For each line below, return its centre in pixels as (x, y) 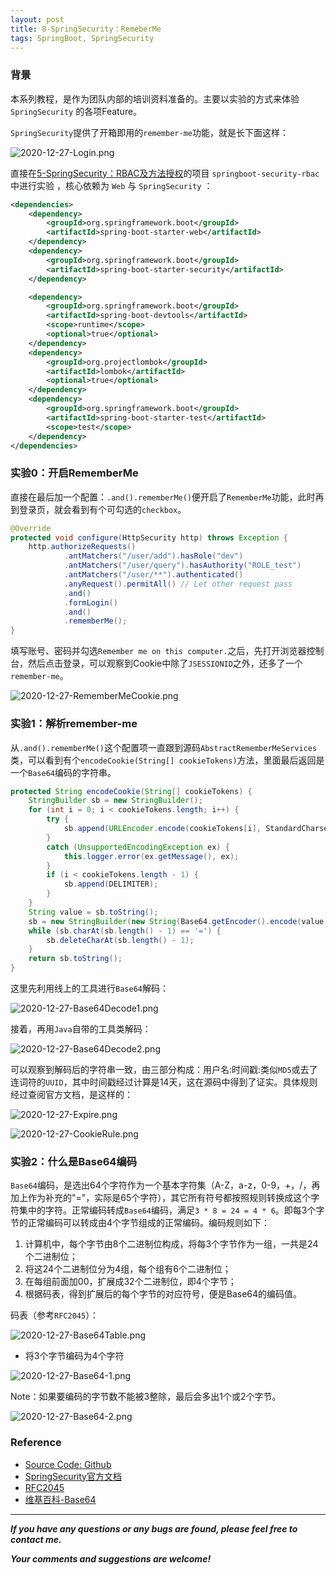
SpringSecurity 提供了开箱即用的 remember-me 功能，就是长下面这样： (149, 132)
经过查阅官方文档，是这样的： (71, 1095)
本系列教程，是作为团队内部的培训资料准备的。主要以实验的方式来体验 (155, 98)
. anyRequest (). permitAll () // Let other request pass (178, 584)
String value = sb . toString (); (93, 912)
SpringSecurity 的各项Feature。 (76, 111)
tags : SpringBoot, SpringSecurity (82, 38)
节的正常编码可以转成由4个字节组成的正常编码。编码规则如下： (140, 1223)
